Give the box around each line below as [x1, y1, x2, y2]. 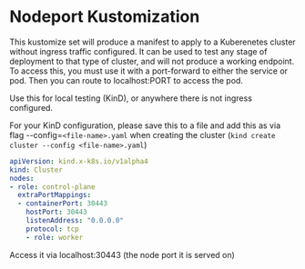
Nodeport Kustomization [9, 6, 200, 27]
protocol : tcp [25, 224, 79, 234]
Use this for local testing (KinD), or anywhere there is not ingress [9, 93, 253, 104]
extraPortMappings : [17, 191, 92, 200]
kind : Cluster [9, 165, 64, 174]
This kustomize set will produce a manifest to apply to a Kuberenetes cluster [9, 36, 296, 47]
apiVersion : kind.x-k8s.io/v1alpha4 [9, 156, 148, 165]
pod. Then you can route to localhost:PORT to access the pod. [9, 75, 244, 85]
